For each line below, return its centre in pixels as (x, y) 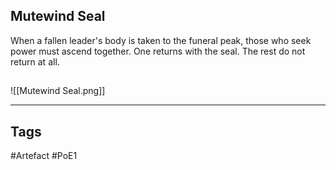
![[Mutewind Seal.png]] (58, 91)
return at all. (35, 61)
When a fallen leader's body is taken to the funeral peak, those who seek (161, 40)
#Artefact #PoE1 (44, 156)
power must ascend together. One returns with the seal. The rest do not (158, 51)
